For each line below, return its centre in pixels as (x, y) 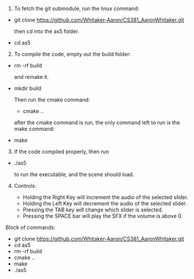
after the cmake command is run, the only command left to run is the (97, 122)
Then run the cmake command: (52, 100)
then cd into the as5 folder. (47, 31)
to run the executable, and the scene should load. (74, 174)
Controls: (25, 186)
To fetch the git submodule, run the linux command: (76, 9)
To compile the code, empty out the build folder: (72, 54)
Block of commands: (31, 227)
